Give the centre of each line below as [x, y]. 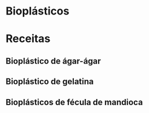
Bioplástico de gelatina [50, 82]
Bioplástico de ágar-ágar [53, 61]
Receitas [28, 39]
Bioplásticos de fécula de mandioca [74, 102]
